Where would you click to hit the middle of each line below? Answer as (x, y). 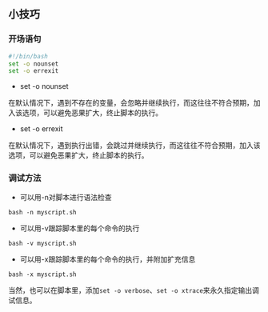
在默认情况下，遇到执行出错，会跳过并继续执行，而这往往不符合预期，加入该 (134, 146)
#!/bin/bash (28, 56)
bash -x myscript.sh (43, 274)
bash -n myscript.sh (43, 212)
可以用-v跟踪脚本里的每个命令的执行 (80, 228)
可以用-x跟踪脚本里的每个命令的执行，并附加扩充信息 (108, 259)
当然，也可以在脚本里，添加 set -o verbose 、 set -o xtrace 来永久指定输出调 (134, 290)
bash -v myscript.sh (43, 243)
